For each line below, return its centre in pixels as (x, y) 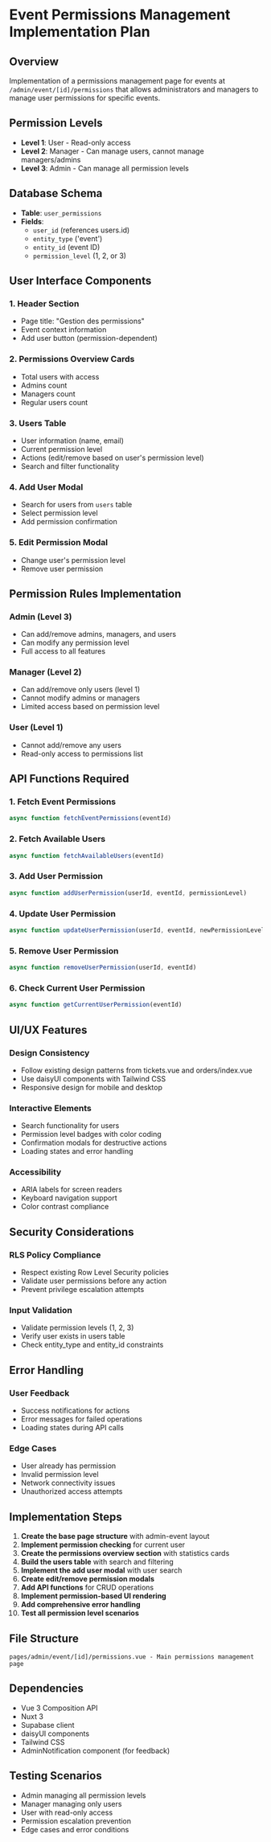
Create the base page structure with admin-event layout (115, 1536)
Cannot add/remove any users (71, 745)
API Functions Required (69, 779)
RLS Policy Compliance (55, 1254)
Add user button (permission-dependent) (89, 338)
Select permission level (60, 513)
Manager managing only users (71, 1803)
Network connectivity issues (68, 1483)
